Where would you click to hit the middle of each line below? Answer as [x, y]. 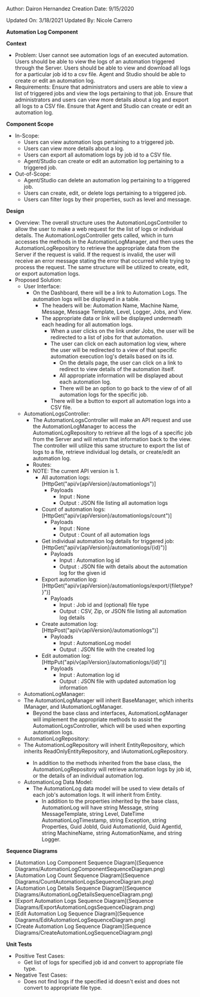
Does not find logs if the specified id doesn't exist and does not [102, 981]
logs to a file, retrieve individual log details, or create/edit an [106, 452]
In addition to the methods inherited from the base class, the [107, 763]
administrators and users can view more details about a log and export [101, 100]
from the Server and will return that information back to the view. [112, 439]
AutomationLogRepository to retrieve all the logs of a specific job [113, 433]
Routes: [42, 465]
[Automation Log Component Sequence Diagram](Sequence [89, 862]
